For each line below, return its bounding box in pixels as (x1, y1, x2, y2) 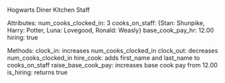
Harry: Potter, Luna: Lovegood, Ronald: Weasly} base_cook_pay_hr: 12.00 (7, 27, 214, 34)
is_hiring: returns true (7, 68, 68, 76)
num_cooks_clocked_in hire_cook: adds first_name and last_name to (7, 54, 200, 62)
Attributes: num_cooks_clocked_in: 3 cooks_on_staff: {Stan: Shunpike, (7, 19, 205, 27)
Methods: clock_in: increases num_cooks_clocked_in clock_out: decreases (7, 47, 218, 54)
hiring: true (7, 33, 38, 41)
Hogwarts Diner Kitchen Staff (7, 6, 91, 14)
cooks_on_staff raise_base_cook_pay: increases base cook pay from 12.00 (7, 61, 218, 69)
